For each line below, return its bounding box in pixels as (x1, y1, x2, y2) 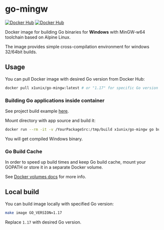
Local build (5, 188, 40, 196)
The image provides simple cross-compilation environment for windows (5, 43, 150, 49)
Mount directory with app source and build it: (5, 117, 96, 123)
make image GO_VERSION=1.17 (5, 210, 62, 215)
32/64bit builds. (5, 49, 38, 55)
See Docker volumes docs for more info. (5, 174, 86, 180)
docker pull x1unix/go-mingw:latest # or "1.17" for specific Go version (5, 85, 159, 90)
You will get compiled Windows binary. (5, 136, 83, 142)
